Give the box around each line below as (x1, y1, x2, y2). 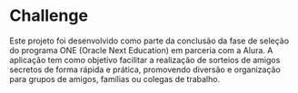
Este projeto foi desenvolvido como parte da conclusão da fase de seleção (9, 35, 289, 46)
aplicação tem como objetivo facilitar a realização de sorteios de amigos (9, 54, 281, 65)
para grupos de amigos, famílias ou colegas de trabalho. (9, 73, 221, 84)
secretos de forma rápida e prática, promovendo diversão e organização (9, 64, 282, 75)
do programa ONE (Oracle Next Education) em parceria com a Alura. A (9, 44, 273, 55)
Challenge (9, 5, 89, 26)
